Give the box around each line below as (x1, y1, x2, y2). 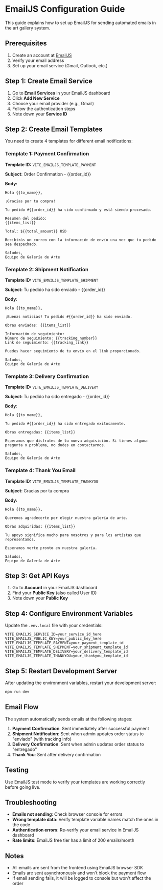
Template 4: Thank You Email (5, 467, 76, 474)
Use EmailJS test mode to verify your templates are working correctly (5, 779, 145, 785)
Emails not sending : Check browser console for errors (12, 811, 123, 817)
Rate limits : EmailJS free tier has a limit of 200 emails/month (12, 837, 135, 843)
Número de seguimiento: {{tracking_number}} (5, 336, 97, 341)
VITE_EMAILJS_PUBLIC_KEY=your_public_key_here (5, 636, 102, 641)
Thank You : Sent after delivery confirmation (12, 751, 101, 757)
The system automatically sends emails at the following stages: (5, 716, 133, 722)
